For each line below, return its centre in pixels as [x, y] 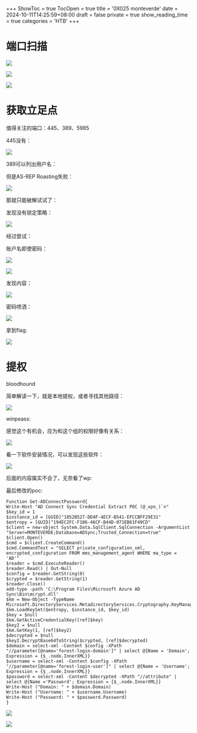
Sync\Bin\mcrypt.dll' [33, 594]
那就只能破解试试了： [32, 200]
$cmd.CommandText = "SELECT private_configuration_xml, [76, 548]
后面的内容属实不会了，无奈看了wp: [49, 478]
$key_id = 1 [21, 512]
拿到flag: [17, 330]
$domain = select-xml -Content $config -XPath [64, 646]
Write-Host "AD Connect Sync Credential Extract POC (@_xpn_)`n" [87, 507]
